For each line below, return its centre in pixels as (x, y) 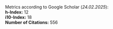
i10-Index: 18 (18, 17)
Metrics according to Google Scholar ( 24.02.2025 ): (57, 7)
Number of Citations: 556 (31, 22)
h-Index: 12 (17, 12)
